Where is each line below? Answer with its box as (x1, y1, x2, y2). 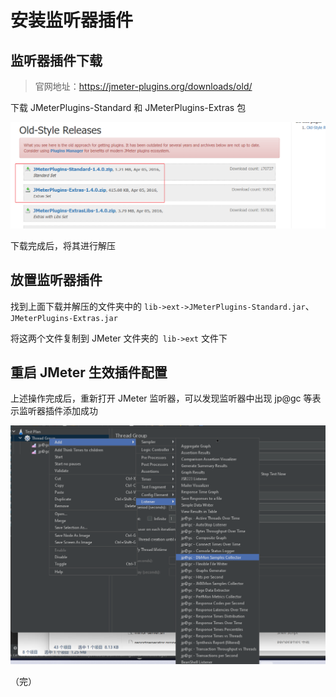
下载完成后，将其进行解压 (10, 239, 116, 251)
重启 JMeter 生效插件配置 (10, 364, 168, 381)
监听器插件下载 (10, 52, 103, 69)
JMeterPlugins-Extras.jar (10, 313, 118, 323)
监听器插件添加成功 (18, 405, 98, 417)
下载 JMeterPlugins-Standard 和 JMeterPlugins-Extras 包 (10, 102, 247, 113)
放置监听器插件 (10, 272, 103, 289)
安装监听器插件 (10, 9, 134, 32)
